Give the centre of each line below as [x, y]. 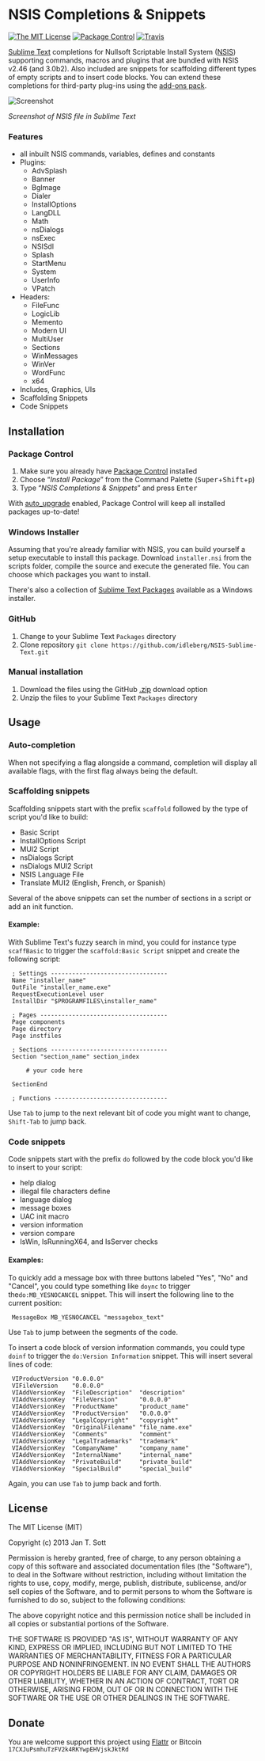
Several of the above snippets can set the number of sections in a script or [130, 898]
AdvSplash [49, 171]
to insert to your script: [45, 1168]
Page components [38, 1022]
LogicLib [45, 314]
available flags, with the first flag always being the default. [103, 770]
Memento [47, 322]
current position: [35, 1303]
